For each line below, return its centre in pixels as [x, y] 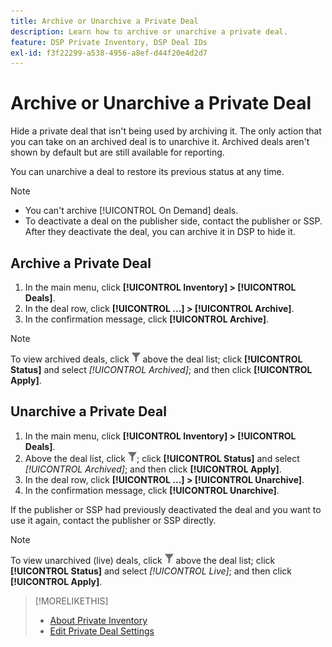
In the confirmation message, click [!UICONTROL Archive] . [147, 319]
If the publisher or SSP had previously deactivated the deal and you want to [166, 509]
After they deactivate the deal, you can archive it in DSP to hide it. [160, 232]
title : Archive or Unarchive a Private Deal [104, 21]
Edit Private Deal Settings [102, 631]
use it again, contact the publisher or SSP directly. [113, 520]
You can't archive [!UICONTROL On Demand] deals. [131, 211]
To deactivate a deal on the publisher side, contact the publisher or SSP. [173, 221]
